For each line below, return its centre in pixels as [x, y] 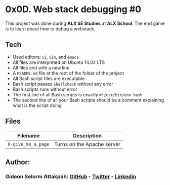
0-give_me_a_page [29, 144]
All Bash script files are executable [49, 78]
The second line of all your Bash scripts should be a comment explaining [88, 100]
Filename [28, 135]
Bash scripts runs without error [45, 89]
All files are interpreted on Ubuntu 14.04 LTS [59, 62]
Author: [18, 162]
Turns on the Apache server [87, 144]
